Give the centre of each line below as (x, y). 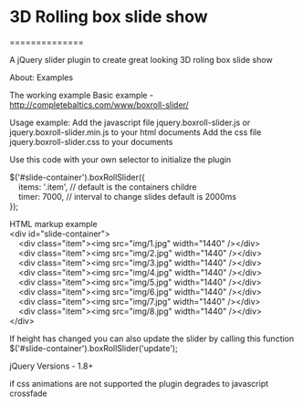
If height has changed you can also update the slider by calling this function (152, 338)
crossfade (28, 393)
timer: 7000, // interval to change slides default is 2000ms (127, 196)
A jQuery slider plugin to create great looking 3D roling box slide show (141, 59)
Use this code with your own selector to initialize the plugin (120, 159)
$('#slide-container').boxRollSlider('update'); (94, 348)
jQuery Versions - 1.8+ (52, 366)
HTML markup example (53, 224)
